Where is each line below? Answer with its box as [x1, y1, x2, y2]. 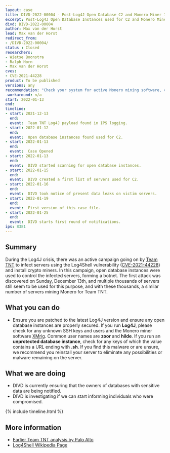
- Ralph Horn [5, 59, 33, 64]
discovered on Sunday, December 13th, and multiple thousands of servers [5, 278, 160, 284]
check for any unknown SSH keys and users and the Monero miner [12, 327, 152, 333]
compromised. [12, 399, 43, 405]
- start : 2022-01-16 [5, 182, 49, 187]
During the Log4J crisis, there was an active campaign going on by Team [5, 256, 158, 262]
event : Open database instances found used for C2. [10, 135, 123, 140]
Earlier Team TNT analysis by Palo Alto [12, 437, 94, 443]
